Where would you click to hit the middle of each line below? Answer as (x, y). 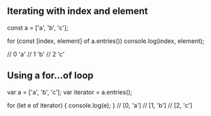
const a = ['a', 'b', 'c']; (38, 27)
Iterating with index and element (78, 11)
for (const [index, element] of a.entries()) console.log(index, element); (106, 41)
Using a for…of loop (50, 75)
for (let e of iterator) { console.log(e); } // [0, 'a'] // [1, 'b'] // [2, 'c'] (100, 105)
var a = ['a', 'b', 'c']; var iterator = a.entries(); (70, 92)
